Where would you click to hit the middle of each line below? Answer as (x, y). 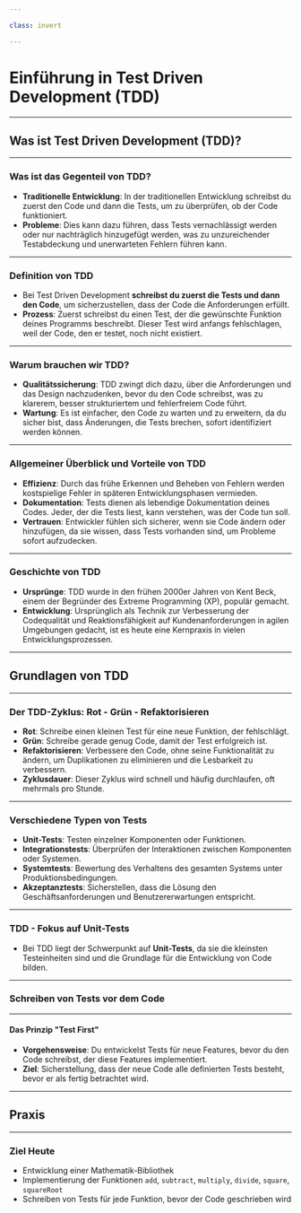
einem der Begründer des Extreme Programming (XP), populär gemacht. (155, 601)
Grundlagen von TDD (69, 676)
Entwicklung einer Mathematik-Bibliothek (98, 1171)
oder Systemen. (52, 859)
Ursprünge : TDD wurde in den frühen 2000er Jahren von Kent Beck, (149, 591)
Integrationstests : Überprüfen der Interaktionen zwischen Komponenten (157, 850)
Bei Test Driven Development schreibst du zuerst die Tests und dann (151, 295)
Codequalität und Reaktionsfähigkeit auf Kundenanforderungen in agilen (155, 620)
